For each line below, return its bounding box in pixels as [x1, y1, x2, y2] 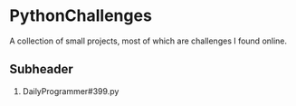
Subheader [9, 62, 74, 77]
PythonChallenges [9, 5, 152, 26]
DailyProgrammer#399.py [22, 85, 119, 96]
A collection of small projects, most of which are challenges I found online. [9, 35, 288, 46]
